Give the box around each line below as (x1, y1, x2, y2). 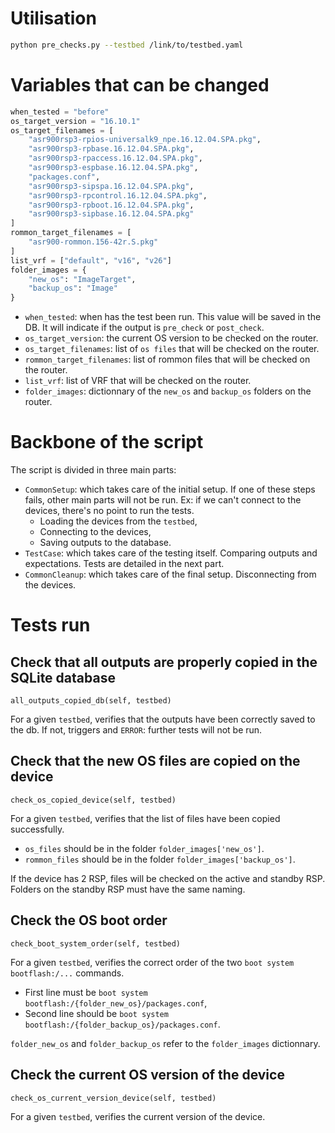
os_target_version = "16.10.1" (10, 116, 141, 126)
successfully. (10, 823, 65, 835)
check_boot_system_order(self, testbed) (10, 938, 182, 949)
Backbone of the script (10, 431, 204, 454)
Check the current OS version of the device (10, 1067, 285, 1084)
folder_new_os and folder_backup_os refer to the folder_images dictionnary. (10, 1037, 321, 1049)
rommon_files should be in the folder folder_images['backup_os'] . (24, 853, 296, 865)
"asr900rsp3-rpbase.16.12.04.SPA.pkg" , (28, 144, 195, 154)
